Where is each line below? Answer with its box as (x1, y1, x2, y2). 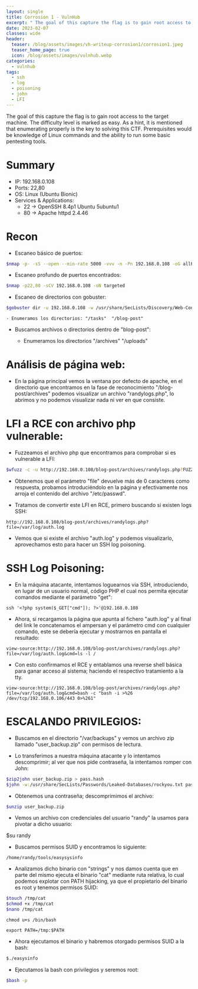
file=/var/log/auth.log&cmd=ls (6, 650, 83, 657)
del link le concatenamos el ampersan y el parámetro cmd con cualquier (14, 621, 190, 628)
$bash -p (6, 977, 28, 983)
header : (6, 36, 25, 42)
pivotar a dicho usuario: (14, 821, 72, 828)
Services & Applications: (14, 197, 74, 204)
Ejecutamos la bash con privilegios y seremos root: (14, 966, 139, 973)
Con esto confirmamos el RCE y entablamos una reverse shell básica (14, 661, 183, 668)
